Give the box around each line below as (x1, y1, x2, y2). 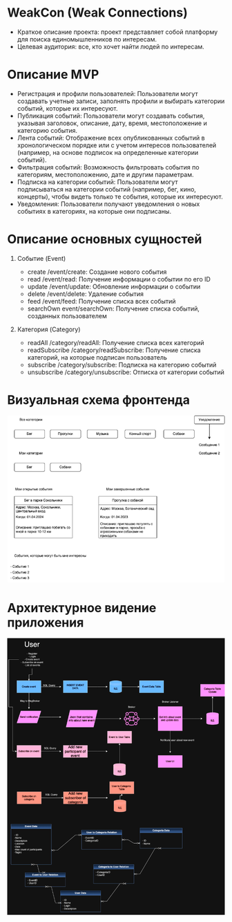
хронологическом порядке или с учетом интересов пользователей (17, 140, 217, 149)
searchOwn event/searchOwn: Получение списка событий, (27, 304, 200, 313)
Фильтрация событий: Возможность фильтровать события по (17, 163, 200, 171)
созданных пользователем (27, 311, 107, 320)
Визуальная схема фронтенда (7, 392, 191, 407)
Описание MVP (7, 67, 99, 82)
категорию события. (17, 126, 78, 134)
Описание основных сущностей (7, 232, 202, 247)
